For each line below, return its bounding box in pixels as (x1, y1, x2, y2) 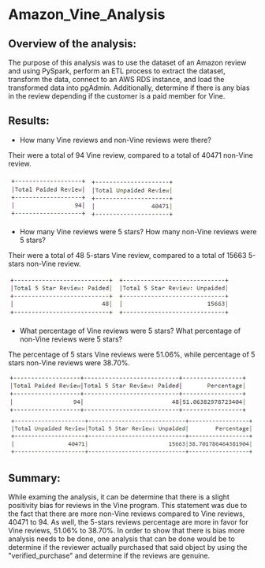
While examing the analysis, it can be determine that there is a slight (8, 492, 230, 502)
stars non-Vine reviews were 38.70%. (8, 357, 131, 368)
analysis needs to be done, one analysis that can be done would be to (8, 534, 235, 544)
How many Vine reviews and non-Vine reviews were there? (19, 135, 211, 144)
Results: (8, 114, 50, 128)
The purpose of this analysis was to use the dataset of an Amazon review (8, 58, 247, 67)
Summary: (8, 472, 61, 485)
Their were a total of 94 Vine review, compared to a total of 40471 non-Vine (8, 150, 254, 159)
